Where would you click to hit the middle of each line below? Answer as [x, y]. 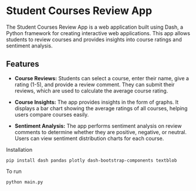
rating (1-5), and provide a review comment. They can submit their [94, 84]
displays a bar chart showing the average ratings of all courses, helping [101, 108]
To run [14, 171]
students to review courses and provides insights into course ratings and [94, 39]
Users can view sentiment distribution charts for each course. [89, 138]
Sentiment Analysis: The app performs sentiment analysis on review [98, 126]
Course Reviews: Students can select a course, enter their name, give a [102, 78]
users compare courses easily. [52, 114]
